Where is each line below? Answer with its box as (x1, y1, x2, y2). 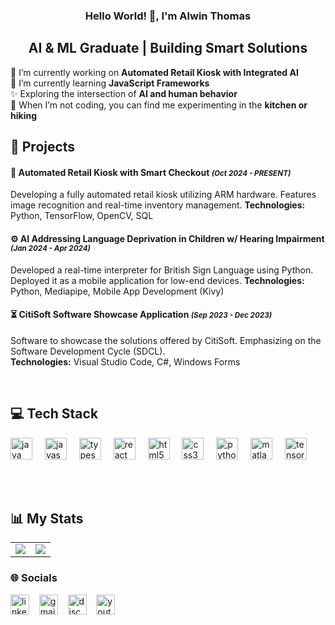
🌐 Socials (10, 571, 58, 585)
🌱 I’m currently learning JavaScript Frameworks (10, 77, 210, 89)
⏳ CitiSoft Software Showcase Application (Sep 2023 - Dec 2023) (10, 309, 273, 321)
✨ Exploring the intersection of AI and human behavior (10, 87, 238, 99)
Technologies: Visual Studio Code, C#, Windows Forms (10, 355, 241, 368)
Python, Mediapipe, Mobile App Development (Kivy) (10, 285, 225, 297)
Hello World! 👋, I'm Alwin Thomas (84, 9, 252, 23)
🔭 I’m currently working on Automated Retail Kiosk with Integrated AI (10, 66, 299, 78)
